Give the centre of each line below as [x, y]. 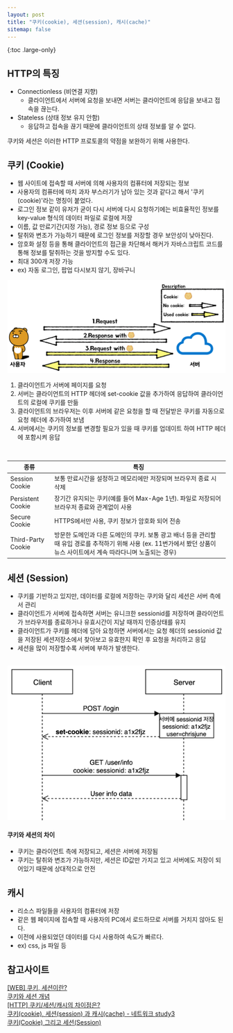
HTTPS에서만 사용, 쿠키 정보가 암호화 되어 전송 [118, 520]
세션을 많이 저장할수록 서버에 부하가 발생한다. [78, 648]
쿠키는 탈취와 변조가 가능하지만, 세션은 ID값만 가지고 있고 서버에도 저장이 [115, 860]
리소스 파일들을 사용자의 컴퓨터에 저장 [68, 911]
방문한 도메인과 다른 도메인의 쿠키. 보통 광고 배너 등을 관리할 [135, 535]
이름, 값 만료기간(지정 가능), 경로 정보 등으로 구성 [83, 226]
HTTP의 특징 [34, 73]
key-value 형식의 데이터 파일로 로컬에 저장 [75, 218]
